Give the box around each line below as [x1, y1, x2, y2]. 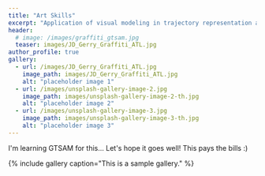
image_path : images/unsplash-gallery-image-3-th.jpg [22, 114, 200, 122]
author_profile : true [8, 48, 80, 56]
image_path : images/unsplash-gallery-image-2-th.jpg [22, 92, 200, 100]
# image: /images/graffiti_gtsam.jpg [15, 33, 140, 42]
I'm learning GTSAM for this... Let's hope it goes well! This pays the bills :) [8, 143, 248, 152]
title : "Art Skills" [8, 11, 77, 20]
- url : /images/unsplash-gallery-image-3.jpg [15, 107, 168, 115]
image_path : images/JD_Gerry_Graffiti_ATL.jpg [22, 70, 178, 78]
